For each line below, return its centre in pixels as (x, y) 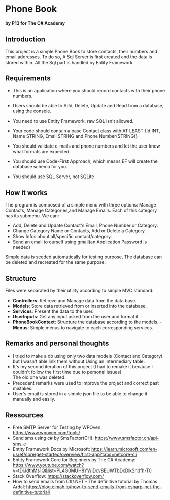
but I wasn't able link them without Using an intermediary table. (79, 361)
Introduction (25, 39)
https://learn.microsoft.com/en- (124, 449)
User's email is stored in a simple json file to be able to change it (80, 393)
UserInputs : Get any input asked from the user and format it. (76, 317)
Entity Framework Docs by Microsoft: (51, 449)
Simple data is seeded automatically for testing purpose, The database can (84, 257)
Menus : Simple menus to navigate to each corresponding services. (83, 328)
